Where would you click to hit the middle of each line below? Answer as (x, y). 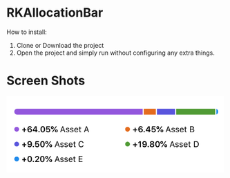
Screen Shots (46, 81)
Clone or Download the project (60, 45)
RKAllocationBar (55, 13)
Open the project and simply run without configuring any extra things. (116, 53)
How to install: (27, 32)
